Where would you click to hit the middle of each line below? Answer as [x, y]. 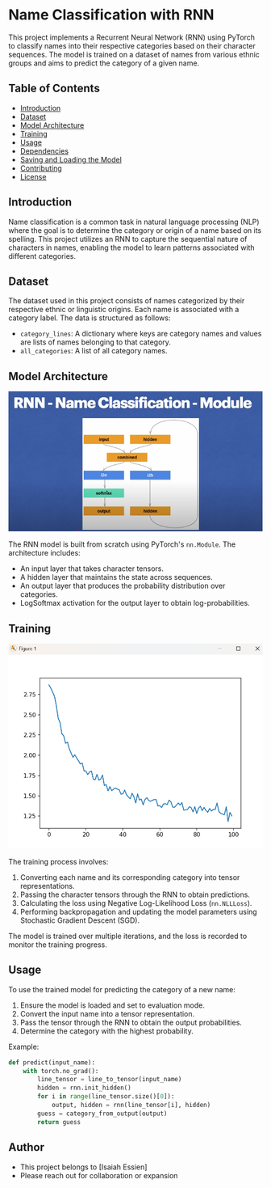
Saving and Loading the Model [71, 159]
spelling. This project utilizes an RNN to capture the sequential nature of [128, 239]
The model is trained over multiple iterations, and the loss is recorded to [128, 936]
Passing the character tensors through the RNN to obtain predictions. [135, 894]
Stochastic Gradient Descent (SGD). [79, 920]
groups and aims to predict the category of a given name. [104, 63]
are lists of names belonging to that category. [96, 342]
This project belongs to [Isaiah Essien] [83, 1167]
